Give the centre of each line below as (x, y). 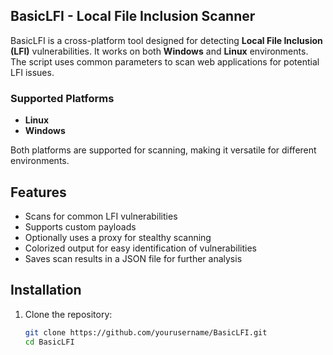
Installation (46, 290)
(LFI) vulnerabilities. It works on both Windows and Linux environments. (159, 51)
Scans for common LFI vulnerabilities (101, 216)
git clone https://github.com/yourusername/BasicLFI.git (146, 332)
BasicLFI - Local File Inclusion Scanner (133, 16)
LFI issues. (32, 72)
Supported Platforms (62, 98)
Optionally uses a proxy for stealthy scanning (118, 237)
